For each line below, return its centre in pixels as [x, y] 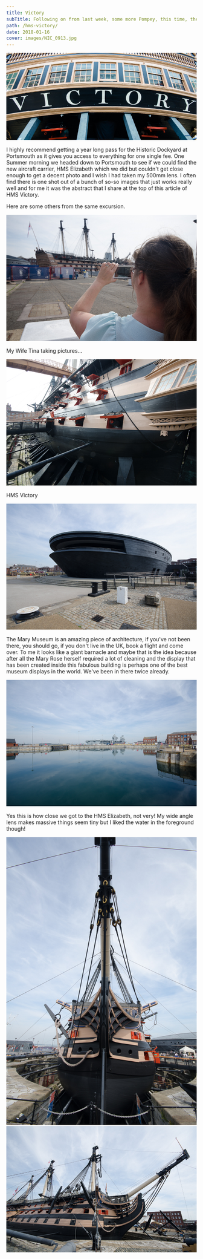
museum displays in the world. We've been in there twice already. [88, 672]
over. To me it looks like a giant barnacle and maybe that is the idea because [101, 652]
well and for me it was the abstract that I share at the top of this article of [97, 188]
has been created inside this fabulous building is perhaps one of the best [97, 665]
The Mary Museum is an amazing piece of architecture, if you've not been [98, 639]
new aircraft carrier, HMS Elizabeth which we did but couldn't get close [95, 169]
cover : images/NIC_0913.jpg [42, 38]
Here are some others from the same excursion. [66, 206]
